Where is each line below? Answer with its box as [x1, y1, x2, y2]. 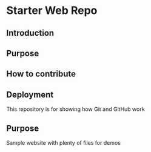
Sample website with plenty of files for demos [6, 139, 121, 146]
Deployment [6, 89, 54, 100]
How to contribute [6, 69, 76, 79]
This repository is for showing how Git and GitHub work [6, 105, 145, 113]
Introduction [6, 28, 55, 38]
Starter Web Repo [6, 4, 98, 18]
